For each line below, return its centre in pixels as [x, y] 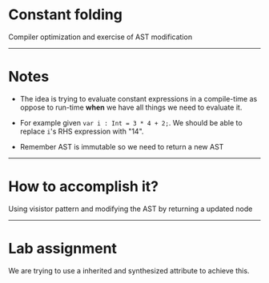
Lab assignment [63, 249]
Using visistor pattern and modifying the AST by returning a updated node [130, 209]
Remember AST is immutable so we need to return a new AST [122, 146]
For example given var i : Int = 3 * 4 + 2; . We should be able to [131, 122]
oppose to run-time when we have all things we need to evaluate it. [131, 107]
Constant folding [65, 15]
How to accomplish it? [83, 187]
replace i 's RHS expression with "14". [82, 131]
